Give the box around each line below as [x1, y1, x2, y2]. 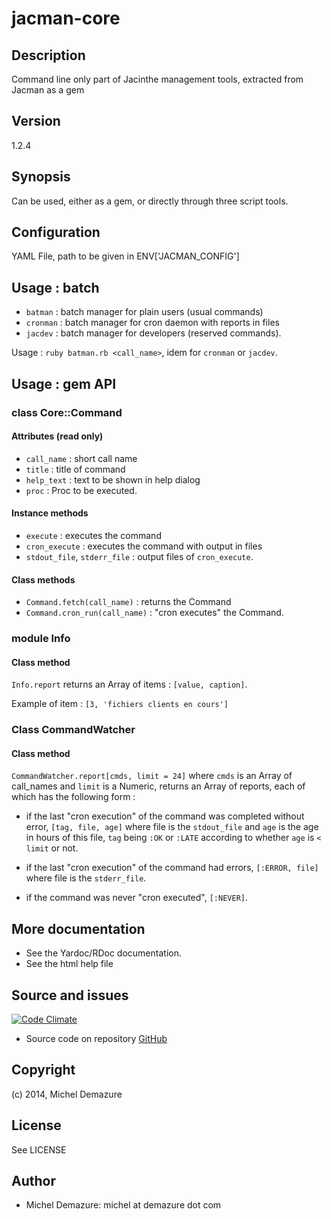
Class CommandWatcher [11, 723, 136, 737]
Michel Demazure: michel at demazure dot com [25, 1199, 222, 1211]
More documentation [11, 920, 146, 937]
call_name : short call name [25, 452, 138, 464]
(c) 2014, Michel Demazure [11, 1088, 123, 1100]
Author [11, 1173, 56, 1190]
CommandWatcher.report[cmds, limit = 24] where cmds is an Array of [11, 770, 293, 782]
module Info [11, 632, 71, 646]
